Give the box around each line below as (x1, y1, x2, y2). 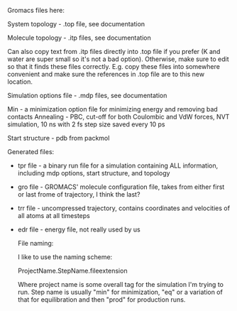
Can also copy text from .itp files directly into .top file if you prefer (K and (7, 48, 221, 55)
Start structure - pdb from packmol (7, 134, 110, 142)
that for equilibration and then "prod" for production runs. (17, 295, 186, 304)
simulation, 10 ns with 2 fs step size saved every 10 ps (7, 120, 165, 129)
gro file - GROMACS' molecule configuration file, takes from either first (17, 182, 225, 191)
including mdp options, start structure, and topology (17, 169, 170, 177)
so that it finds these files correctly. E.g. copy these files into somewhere (7, 62, 220, 70)
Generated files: (7, 148, 55, 155)
